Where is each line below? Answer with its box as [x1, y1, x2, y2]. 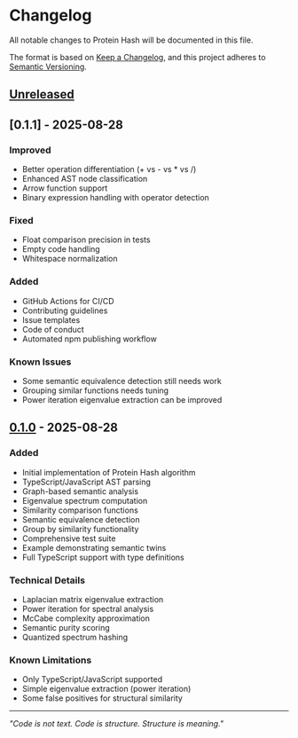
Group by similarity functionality [21, 523, 139, 534]
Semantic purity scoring [21, 622, 110, 632]
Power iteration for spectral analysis [21, 603, 154, 614]
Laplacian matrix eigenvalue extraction [21, 593, 164, 604]
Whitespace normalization [21, 254, 118, 264]
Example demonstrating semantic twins [21, 542, 167, 553]
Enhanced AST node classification [21, 174, 148, 184]
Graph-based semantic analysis [21, 485, 139, 497]
